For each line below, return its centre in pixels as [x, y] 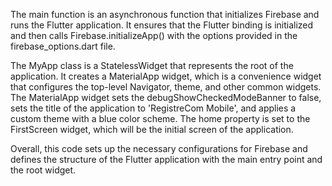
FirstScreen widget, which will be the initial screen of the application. [152, 129]
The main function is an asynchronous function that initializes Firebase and [165, 14]
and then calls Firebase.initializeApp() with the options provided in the [154, 35]
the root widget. [43, 170]
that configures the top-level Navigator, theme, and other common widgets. [166, 87]
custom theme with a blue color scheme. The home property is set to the [160, 118]
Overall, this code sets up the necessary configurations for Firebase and [159, 148]
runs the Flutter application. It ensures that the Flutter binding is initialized [162, 25]
